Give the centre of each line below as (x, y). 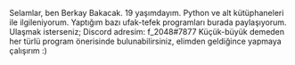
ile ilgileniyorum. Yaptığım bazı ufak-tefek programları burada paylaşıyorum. (148, 22)
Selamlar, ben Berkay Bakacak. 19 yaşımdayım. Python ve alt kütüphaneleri (147, 13)
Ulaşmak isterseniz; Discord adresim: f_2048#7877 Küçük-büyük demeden (147, 32)
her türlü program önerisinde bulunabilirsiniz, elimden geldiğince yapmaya (146, 41)
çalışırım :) (28, 51)
